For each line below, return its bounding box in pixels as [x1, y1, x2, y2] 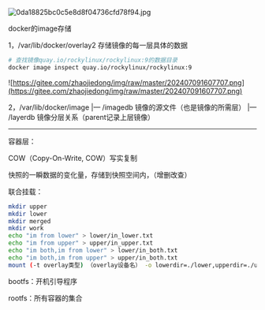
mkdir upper [8, 202, 47, 211]
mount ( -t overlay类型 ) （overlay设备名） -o [8, 261, 152, 269]
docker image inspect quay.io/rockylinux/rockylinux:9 [8, 63, 192, 71]
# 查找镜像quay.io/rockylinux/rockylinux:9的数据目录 [8, 56, 178, 64]
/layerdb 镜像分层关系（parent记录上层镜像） [8, 112, 155, 121]
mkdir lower [8, 210, 47, 218]
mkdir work [8, 225, 44, 233]
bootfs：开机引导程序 [8, 276, 77, 286]
